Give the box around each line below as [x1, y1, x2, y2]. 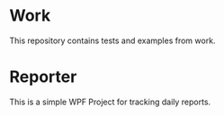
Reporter [9, 67, 77, 87]
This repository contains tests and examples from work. [9, 35, 216, 46]
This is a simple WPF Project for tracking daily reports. [9, 96, 211, 107]
